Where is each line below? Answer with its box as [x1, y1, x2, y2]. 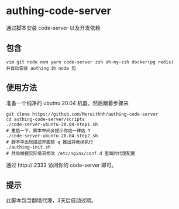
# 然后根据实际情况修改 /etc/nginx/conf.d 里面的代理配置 [6, 150, 136, 156]
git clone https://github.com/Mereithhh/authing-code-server [6, 111, 159, 117]
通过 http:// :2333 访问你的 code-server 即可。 [6, 161, 117, 168]
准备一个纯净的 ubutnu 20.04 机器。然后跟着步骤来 [6, 99, 129, 106]
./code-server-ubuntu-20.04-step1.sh [6, 122, 98, 127]
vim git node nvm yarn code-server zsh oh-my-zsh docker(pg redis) [6, 59, 174, 65]
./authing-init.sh [6, 144, 51, 150]
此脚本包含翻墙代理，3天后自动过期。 [6, 197, 97, 204]
